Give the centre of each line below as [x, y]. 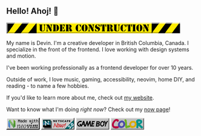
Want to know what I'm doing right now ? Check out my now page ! [88, 109]
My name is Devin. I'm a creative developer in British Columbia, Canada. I [97, 42]
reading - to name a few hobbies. [48, 86]
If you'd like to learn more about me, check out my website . [80, 97]
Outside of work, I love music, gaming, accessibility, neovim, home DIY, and [100, 79]
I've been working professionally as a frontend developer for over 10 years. [100, 67]
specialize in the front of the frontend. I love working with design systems [98, 49]
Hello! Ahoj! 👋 [32, 11]
